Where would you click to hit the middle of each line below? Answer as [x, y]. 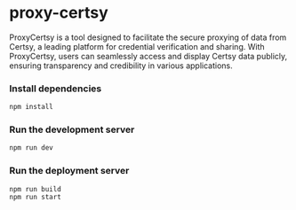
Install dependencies [56, 89]
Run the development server [72, 129]
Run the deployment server [69, 171]
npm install [31, 107]
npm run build [36, 189]
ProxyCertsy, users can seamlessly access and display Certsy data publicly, [148, 56]
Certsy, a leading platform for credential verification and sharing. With [137, 46]
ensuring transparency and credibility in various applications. [121, 66]
